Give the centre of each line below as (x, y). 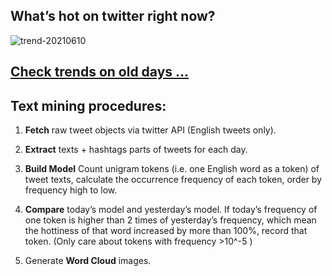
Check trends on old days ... (100, 72)
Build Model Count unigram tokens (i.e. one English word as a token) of (172, 169)
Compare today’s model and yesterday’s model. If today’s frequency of (171, 210)
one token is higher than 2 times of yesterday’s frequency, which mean (170, 220)
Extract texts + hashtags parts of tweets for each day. (136, 150)
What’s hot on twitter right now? (113, 16)
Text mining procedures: (88, 105)
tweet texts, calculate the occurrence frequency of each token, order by (173, 180)
